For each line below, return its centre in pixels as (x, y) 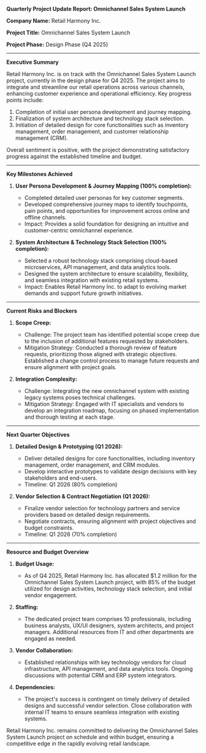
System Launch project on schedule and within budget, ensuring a (90, 737)
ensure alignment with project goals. (71, 367)
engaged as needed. (50, 638)
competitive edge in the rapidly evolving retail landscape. (79, 743)
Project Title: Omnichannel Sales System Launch (68, 32)
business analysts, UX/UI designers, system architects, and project (109, 625)
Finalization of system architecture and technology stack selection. (100, 118)
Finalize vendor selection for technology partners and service (102, 508)
